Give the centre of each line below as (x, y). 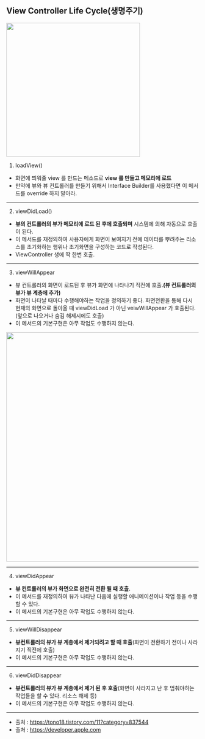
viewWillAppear (35, 272)
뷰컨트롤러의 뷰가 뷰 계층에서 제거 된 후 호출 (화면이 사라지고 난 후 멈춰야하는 (105, 688)
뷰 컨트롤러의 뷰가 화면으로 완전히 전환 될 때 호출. (73, 589)
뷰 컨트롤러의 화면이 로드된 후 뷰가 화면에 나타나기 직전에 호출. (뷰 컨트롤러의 (106, 285)
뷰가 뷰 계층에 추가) (38, 292)
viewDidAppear (34, 576)
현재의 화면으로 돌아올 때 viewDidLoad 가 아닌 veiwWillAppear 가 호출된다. (106, 308)
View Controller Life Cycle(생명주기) (75, 11)
